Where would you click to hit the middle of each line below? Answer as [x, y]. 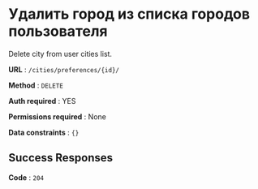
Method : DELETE [36, 85]
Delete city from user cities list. [60, 54]
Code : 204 [26, 177]
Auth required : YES [42, 101]
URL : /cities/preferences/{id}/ [64, 69]
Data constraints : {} [44, 132]
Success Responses [61, 158]
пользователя [58, 31]
